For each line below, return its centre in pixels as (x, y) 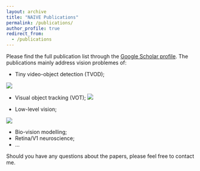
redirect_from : (25, 34)
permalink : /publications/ (40, 23)
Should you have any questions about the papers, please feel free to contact (100, 156)
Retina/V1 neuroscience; (44, 138)
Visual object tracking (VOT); (50, 98)
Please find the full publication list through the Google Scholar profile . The (97, 56)
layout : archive (26, 12)
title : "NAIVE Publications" (42, 17)
